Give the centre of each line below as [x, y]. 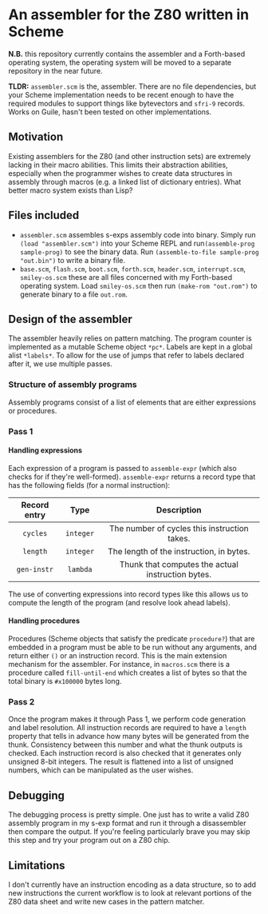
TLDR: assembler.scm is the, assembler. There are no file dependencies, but [132, 86]
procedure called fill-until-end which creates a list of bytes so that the [128, 673]
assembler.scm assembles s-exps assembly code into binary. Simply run [138, 234]
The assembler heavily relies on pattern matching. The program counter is [130, 338]
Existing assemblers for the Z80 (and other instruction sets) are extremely [130, 156]
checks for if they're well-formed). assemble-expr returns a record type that [132, 477]
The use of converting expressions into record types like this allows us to [128, 594]
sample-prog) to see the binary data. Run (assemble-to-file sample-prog [139, 251]
